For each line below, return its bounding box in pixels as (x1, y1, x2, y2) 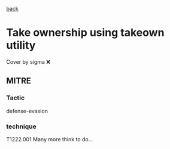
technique (6, 122, 37, 131)
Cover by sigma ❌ (6, 58, 51, 65)
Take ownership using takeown (6, 26, 165, 39)
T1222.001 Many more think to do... (6, 135, 93, 142)
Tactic (6, 94, 25, 102)
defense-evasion (6, 107, 48, 114)
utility (6, 39, 36, 52)
